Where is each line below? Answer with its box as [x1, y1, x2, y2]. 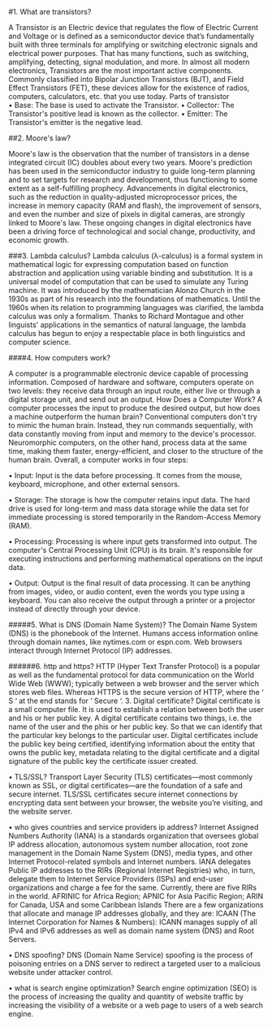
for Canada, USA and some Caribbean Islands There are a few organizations [8, 900, 264, 909]
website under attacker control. [8, 968, 114, 977]
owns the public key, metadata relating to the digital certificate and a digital [8, 748, 260, 757]
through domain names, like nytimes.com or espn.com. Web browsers [8, 637, 243, 646]
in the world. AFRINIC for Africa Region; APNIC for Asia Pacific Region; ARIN [8, 891, 264, 900]
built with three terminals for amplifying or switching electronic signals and [8, 40, 258, 50]
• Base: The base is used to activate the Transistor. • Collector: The [8, 101, 235, 110]
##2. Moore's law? [8, 133, 71, 143]
